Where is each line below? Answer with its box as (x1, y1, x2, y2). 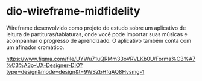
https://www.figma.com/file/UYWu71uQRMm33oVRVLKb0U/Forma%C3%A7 (6, 55, 196, 62)
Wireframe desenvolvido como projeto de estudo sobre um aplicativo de (6, 24, 186, 31)
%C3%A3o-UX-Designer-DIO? (6, 62, 83, 69)
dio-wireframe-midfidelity (6, 4, 140, 18)
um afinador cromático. (6, 44, 65, 51)
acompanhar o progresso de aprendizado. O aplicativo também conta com (6, 37, 192, 44)
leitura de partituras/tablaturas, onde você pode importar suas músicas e (6, 30, 188, 37)
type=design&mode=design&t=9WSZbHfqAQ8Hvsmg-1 (6, 68, 145, 75)
